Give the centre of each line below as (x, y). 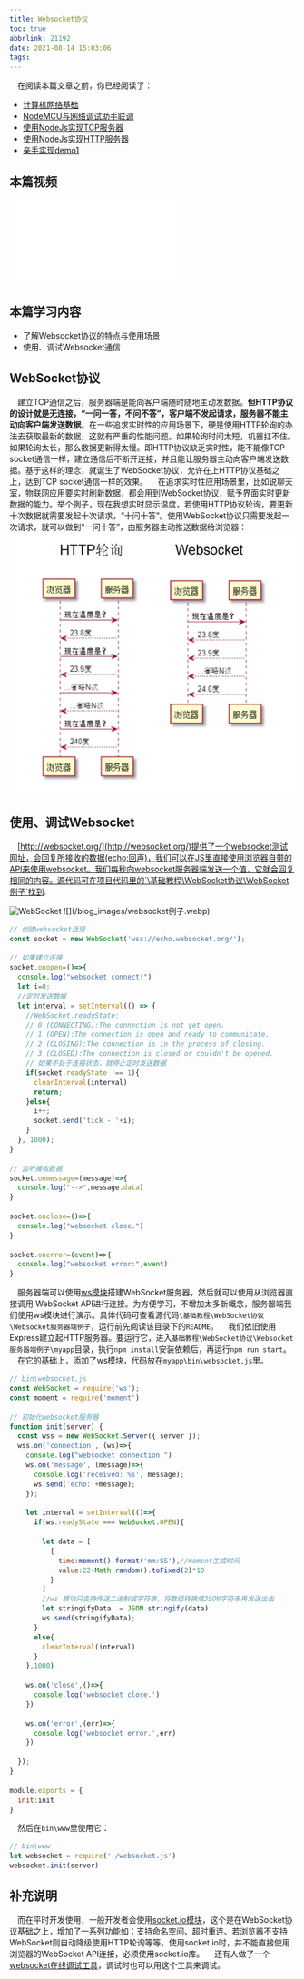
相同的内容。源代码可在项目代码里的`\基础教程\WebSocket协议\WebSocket (149, 880)
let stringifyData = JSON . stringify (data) (125, 1609)
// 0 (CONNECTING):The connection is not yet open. (125, 1025)
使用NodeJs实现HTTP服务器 (76, 139)
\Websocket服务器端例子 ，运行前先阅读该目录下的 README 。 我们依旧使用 (143, 1326)
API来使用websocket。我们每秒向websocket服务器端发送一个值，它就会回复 (152, 869)
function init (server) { (56, 1427)
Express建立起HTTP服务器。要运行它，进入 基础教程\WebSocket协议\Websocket (152, 1338)
